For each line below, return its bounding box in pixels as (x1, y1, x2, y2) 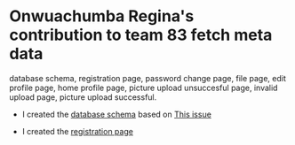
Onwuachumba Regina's (9, 6, 195, 27)
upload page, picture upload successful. (9, 91, 157, 103)
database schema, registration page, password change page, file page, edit (9, 72, 287, 83)
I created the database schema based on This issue (21, 109, 211, 119)
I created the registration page (21, 126, 133, 136)
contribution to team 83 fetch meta (9, 25, 273, 45)
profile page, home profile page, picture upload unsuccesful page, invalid (9, 82, 278, 93)
